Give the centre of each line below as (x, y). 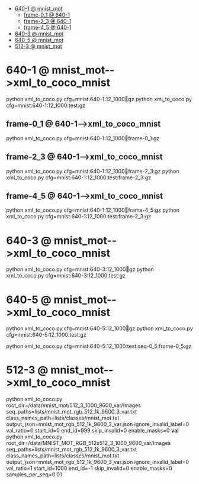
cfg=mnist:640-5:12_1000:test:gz (46, 335)
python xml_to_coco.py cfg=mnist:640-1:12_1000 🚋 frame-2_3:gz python (93, 171)
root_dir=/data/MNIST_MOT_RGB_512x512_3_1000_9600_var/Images (89, 443)
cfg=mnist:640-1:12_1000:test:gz (46, 105)
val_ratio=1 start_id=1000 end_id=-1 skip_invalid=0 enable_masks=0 (89, 468)
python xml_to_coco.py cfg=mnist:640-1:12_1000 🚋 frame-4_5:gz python (93, 210)
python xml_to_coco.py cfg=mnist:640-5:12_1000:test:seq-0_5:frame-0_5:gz (99, 346)
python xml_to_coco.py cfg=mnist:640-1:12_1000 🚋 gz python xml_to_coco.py (99, 99)
